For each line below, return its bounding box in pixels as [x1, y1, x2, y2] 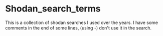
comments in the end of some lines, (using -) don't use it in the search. [5, 24, 152, 30]
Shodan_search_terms [5, 3, 101, 14]
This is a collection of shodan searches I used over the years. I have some [5, 19, 158, 25]
